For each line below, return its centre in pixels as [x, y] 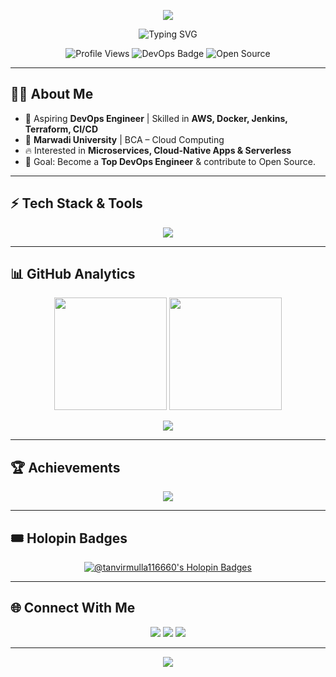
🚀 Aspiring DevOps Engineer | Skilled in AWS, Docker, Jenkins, [156, 118]
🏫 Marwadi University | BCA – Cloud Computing [124, 139]
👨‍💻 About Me [52, 94]
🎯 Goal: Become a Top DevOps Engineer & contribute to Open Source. [170, 161]
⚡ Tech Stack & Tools [76, 203]
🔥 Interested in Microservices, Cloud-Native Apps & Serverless [158, 150]
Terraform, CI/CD [61, 129]
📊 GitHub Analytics [73, 274]
